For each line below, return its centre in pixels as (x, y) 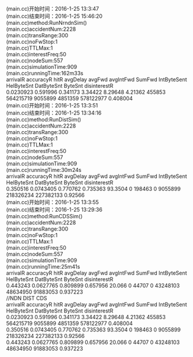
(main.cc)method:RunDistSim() (44, 119)
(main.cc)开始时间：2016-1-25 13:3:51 (52, 105)
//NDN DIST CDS (27, 298)
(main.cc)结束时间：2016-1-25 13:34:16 (54, 113)
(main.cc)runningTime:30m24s (44, 170)
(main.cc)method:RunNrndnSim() (46, 23)
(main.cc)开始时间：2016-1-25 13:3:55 (53, 202)
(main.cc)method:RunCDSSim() (44, 216)
